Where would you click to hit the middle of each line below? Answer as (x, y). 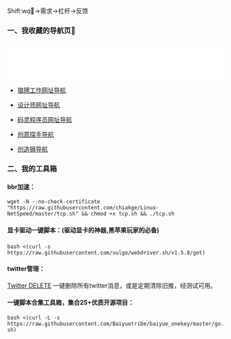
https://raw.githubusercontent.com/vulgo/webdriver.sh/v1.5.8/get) (107, 252)
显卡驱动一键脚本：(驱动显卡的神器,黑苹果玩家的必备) (83, 230)
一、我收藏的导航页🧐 (41, 31)
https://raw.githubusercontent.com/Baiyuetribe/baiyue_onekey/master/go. (116, 324)
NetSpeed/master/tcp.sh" (43, 214)
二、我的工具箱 (32, 169)
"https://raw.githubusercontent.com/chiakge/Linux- (83, 208)
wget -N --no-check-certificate (54, 202)
